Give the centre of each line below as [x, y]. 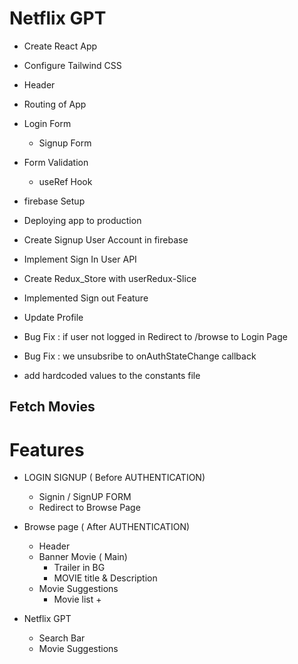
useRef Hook [65, 181]
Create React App [60, 46]
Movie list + [77, 599]
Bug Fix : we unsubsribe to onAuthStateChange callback [140, 356]
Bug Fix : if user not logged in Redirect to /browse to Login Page [155, 336]
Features [47, 449]
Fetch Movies [52, 407]
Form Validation [56, 162]
